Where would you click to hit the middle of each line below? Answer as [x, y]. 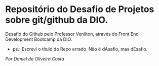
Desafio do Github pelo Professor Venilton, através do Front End [72, 34]
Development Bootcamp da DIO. [39, 39]
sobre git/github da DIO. [56, 20]
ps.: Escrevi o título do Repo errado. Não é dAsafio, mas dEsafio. [80, 49]
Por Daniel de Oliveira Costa [35, 58]
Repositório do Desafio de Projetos [80, 9]
